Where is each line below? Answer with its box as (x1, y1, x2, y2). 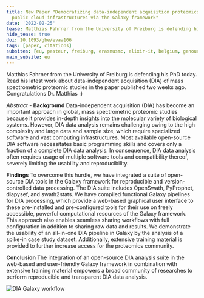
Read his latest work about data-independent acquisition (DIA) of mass (6, 77, 184, 84)
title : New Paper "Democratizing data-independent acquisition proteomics (6, 8, 200, 15)
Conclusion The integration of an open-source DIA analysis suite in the (6, 254, 185, 261)
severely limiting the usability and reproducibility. (6, 159, 129, 167)
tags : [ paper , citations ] (6, 43, 72, 49)
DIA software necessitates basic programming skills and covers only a (6, 140, 182, 147)
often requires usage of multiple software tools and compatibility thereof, (6, 153, 189, 161)
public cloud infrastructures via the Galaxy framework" (12, 15, 159, 21)
